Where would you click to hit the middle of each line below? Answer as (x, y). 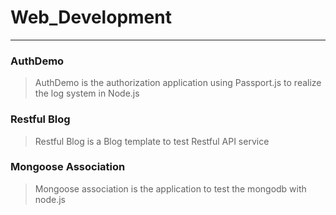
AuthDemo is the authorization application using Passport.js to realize (178, 83)
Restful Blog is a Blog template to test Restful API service (152, 141)
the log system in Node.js (87, 93)
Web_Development (91, 17)
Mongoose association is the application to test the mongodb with (170, 188)
